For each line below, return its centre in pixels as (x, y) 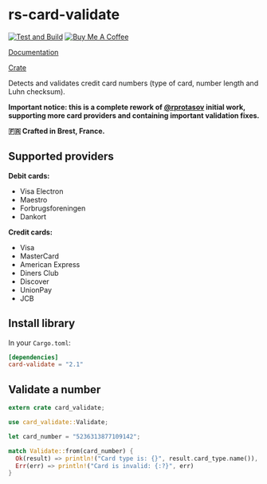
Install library (42, 323)
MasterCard (39, 256)
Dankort (33, 216)
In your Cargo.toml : (40, 342)
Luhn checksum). (37, 91)
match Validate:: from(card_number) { (71, 451)
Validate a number (55, 390)
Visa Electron (41, 191)
